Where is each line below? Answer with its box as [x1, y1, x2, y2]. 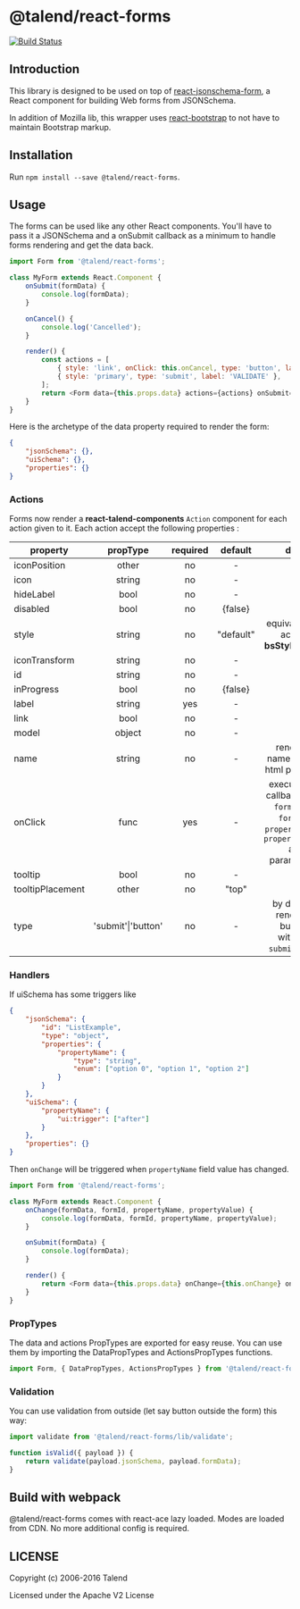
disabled [13, 603, 50, 616]
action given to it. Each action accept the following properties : [9, 523, 239, 533]
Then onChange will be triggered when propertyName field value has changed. [9, 1164, 289, 1175]
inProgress [13, 683, 60, 696]
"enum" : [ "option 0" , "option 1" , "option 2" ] [72, 1065, 250, 1074]
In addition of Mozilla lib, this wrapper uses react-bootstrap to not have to [9, 112, 279, 122]
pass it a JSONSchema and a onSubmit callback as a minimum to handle [9, 230, 277, 241]
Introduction [9, 62, 80, 77]
